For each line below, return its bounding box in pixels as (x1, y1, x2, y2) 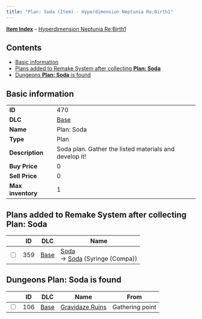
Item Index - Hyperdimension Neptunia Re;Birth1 (6, 25, 126, 32)
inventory (9, 189, 38, 198)
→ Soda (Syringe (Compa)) (60, 255, 138, 263)
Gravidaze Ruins (60, 303, 107, 311)
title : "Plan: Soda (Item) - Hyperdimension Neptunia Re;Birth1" (6, 8, 173, 15)
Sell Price (9, 172, 37, 180)
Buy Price (9, 162, 38, 171)
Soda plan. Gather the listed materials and (57, 145, 175, 153)
